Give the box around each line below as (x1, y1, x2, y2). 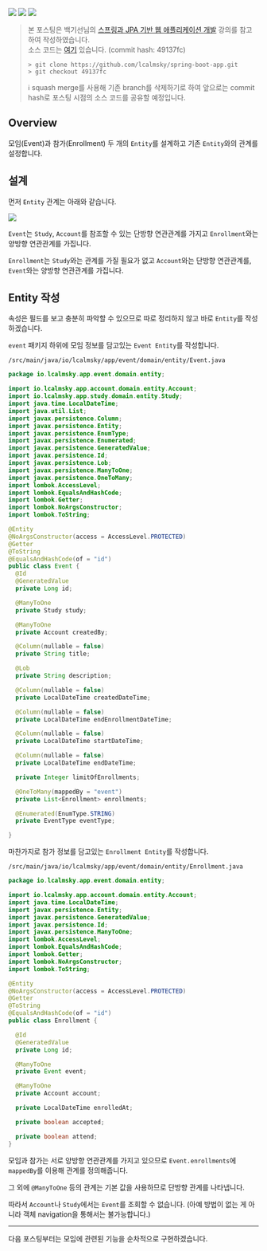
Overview (8, 116, 58, 130)
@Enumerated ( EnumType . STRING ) (15, 809, 115, 817)
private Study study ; (15, 606, 87, 614)
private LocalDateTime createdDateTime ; (15, 694, 151, 702)
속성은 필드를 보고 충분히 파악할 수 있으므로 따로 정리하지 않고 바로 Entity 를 (8, 313, 244, 323)
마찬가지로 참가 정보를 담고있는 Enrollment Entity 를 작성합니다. (8, 847, 209, 856)
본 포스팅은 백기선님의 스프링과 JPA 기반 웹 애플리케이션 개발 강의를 (27, 25, 238, 34)
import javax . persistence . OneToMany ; (8, 474, 133, 482)
